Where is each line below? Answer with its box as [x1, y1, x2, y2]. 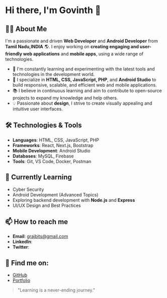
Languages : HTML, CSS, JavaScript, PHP [12, 137, 99, 143]
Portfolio [12, 277, 31, 283]
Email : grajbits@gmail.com [12, 234, 68, 240]
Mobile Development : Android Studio [12, 147, 91, 154]
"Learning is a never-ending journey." [17, 287, 96, 293]
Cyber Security [12, 186, 44, 192]
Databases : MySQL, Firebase [12, 153, 74, 159]
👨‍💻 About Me [5, 25, 47, 33]
